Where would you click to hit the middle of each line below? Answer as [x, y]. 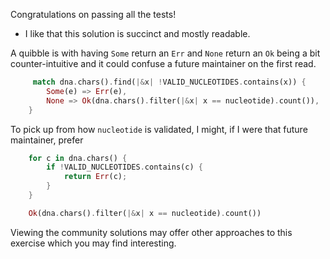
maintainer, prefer [47, 140]
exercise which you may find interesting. [93, 243]
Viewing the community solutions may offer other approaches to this [151, 232]
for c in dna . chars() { [78, 158]
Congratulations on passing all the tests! [93, 14]
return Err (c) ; [95, 177]
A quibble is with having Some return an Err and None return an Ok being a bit [165, 53]
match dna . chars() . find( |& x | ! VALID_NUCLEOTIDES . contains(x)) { [169, 82]
